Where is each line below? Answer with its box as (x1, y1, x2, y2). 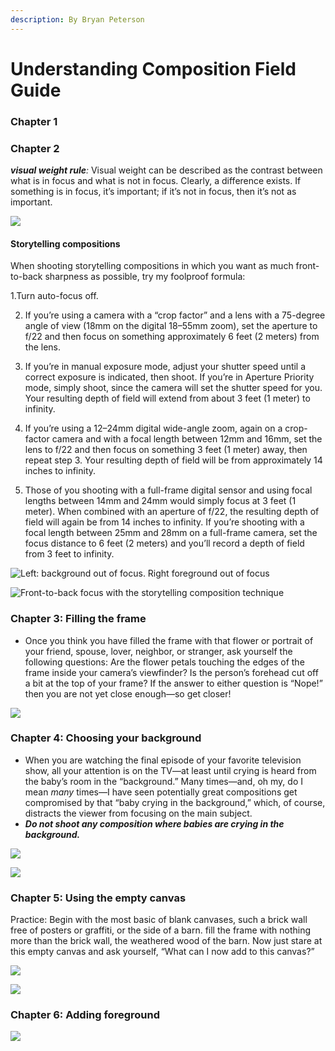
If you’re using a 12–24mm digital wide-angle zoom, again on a (24, 422, 283, 435)
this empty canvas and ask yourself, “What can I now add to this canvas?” (10, 946, 315, 958)
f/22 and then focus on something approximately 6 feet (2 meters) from (24, 331, 320, 343)
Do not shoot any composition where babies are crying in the (24, 817, 285, 830)
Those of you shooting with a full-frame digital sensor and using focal (24, 484, 313, 496)
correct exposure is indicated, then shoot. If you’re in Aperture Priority (24, 371, 315, 383)
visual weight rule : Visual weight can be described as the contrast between (10, 164, 323, 176)
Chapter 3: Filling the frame (10, 612, 147, 626)
